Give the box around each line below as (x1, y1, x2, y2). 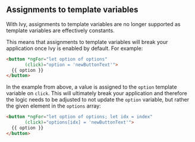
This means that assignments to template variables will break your (6, 38, 168, 45)
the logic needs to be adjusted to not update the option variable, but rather (6, 96, 190, 103)
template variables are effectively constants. (6, 27, 115, 34)
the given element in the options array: (6, 102, 101, 109)
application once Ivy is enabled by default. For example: (6, 45, 143, 52)
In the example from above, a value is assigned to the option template (6, 83, 177, 91)
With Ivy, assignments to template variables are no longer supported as (6, 20, 181, 27)
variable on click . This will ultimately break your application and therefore (6, 90, 187, 97)
